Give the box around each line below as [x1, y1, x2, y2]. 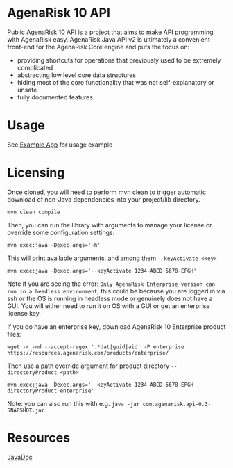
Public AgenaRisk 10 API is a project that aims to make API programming [7, 28, 214, 36]
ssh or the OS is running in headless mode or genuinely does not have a [7, 294, 213, 302]
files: [7, 330, 21, 338]
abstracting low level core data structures [17, 71, 137, 79]
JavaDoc [7, 453, 33, 461]
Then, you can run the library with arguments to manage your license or [7, 220, 213, 229]
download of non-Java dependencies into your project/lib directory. [7, 195, 201, 203]
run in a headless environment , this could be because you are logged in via [7, 287, 225, 295]
